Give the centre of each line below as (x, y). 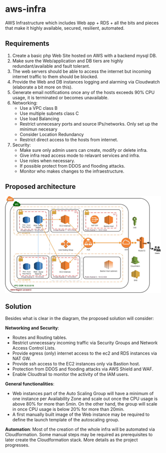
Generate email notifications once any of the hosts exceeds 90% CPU (83, 92)
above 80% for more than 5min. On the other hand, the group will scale (85, 404)
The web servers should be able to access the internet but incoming (82, 71)
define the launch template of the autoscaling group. (66, 420)
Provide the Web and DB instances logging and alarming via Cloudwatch (86, 82)
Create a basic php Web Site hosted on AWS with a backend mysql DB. (84, 55)
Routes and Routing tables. (40, 338)
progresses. (17, 445)
